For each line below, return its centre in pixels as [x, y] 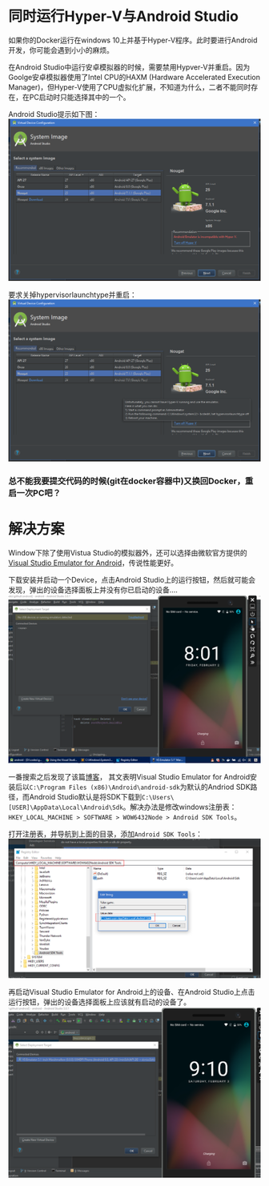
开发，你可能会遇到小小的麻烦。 [61, 50]
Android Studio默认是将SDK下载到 [86, 797]
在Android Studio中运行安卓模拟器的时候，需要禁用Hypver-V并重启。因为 [129, 67]
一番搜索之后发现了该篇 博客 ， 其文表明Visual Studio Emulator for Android [129, 777]
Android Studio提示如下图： [54, 114]
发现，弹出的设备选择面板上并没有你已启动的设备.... [93, 590]
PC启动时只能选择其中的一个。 [80, 97]
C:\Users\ [158, 798]
